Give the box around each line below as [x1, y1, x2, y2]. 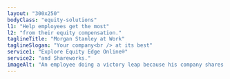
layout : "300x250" [7, 10, 60, 17]
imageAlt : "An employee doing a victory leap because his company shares [7, 61, 224, 68]
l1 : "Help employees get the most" [7, 23, 110, 30]
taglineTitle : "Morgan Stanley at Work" [7, 36, 126, 43]
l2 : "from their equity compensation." [7, 29, 122, 36]
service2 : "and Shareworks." [7, 55, 91, 62]
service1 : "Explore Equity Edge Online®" [7, 49, 128, 56]
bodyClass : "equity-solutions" [7, 16, 97, 23]
